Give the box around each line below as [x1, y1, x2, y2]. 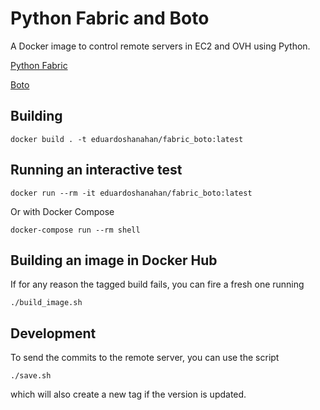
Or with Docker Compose [10, 205, 115, 217]
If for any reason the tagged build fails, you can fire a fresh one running [10, 278, 305, 291]
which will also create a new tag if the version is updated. [10, 388, 247, 401]
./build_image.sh [10, 298, 83, 308]
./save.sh [10, 371, 52, 381]
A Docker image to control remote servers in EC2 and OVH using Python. [10, 40, 311, 52]
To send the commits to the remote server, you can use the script [10, 352, 280, 364]
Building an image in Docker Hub [10, 252, 218, 269]
